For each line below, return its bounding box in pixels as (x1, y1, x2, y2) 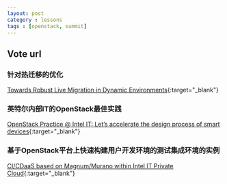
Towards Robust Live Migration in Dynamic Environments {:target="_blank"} (7, 86, 219, 94)
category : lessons (7, 16, 63, 23)
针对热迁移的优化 (7, 70, 64, 79)
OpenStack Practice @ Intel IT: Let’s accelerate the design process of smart (7, 120, 220, 129)
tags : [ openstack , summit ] (7, 23, 88, 29)
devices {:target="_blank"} (7, 127, 81, 135)
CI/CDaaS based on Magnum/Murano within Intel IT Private (7, 161, 174, 170)
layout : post (7, 10, 44, 17)
